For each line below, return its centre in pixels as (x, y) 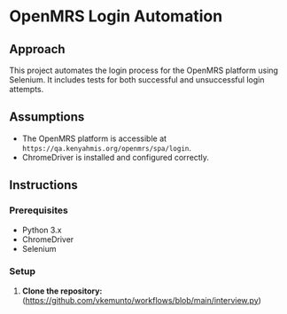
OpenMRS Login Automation (116, 16)
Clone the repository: (62, 291)
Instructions (43, 185)
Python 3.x (42, 230)
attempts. (27, 89)
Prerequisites (39, 210)
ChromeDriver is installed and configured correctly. (116, 157)
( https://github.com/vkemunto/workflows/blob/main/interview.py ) (141, 300)
